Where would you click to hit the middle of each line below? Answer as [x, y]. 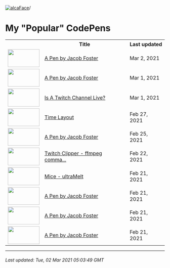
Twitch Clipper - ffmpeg [73, 153]
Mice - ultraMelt [64, 176]
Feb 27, [139, 114]
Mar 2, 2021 [145, 58]
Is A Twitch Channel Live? [75, 98]
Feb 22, [139, 153]
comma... [56, 160]
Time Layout [59, 117]
